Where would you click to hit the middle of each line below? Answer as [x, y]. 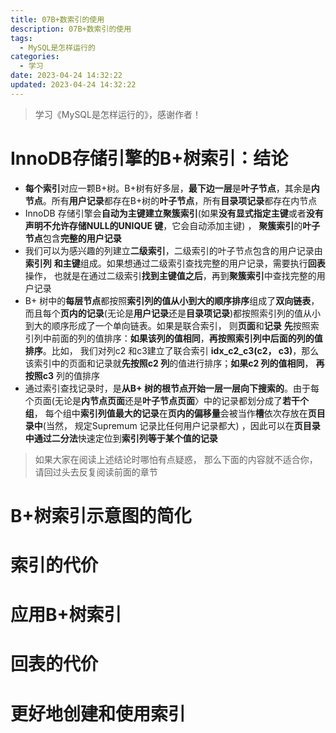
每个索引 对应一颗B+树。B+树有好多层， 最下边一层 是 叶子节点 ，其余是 [168, 188]
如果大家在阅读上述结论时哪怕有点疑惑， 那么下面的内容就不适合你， [176, 459]
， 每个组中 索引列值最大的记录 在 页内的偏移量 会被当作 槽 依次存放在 [170, 413]
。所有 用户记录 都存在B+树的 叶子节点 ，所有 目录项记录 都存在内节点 [180, 200]
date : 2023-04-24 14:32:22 [66, 76]
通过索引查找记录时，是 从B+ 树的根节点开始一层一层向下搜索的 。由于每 [172, 388]
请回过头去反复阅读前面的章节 [96, 472]
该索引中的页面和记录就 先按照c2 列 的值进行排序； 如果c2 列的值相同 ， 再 [174, 363]
